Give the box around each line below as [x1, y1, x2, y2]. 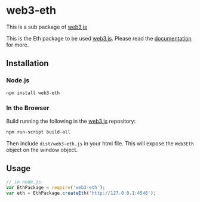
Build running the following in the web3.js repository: [6, 117, 136, 125]
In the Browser [6, 104, 50, 112]
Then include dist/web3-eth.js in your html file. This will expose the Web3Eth [6, 139, 194, 147]
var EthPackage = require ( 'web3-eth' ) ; [6, 185, 106, 191]
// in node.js [6, 179, 42, 185]
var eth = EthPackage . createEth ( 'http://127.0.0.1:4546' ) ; [6, 190, 156, 197]
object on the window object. [6, 146, 78, 153]
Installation [6, 58, 49, 69]
